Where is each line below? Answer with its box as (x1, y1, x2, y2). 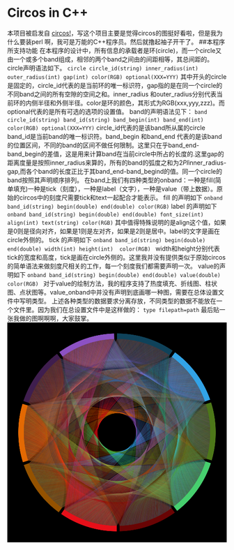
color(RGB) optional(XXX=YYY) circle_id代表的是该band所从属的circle (7, 124, 205, 132)
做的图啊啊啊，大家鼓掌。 (19, 314, 93, 322)
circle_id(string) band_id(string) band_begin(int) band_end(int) (7, 117, 204, 124)
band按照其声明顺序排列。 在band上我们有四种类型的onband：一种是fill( (7, 176, 216, 184)
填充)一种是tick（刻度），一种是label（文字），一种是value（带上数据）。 (13, 184, 217, 193)
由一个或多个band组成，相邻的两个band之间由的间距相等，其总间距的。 (7, 54, 214, 64)
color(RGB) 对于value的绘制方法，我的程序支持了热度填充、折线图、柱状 (7, 279, 218, 288)
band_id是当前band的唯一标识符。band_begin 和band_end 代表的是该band (7, 132, 222, 140)
